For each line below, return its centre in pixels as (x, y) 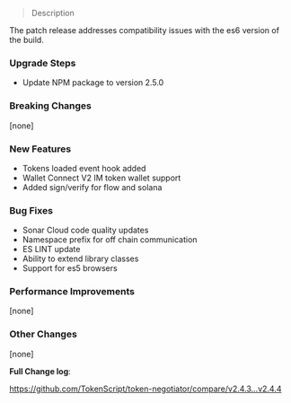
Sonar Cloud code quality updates (85, 230)
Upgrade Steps (43, 63)
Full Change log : (40, 371)
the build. (27, 40)
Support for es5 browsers (70, 268)
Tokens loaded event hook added (84, 168)
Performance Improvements (72, 292)
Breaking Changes (51, 106)
